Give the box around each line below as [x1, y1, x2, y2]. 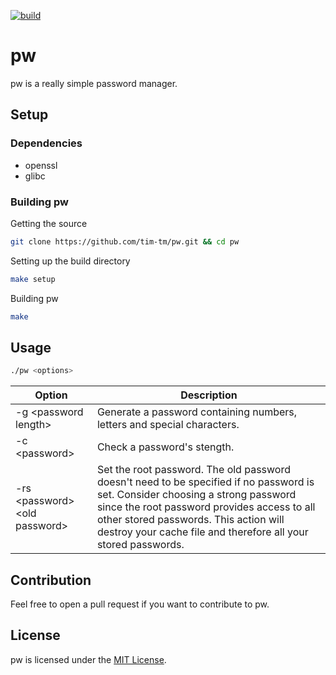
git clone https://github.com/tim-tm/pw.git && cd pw [10, 236, 240, 247]
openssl [24, 159, 58, 171]
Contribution [10, 571, 92, 589]
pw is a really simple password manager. [10, 77, 178, 89]
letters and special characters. [96, 418, 240, 432]
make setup [10, 274, 56, 284]
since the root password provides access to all [96, 500, 316, 514]
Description [180, 388, 238, 402]
